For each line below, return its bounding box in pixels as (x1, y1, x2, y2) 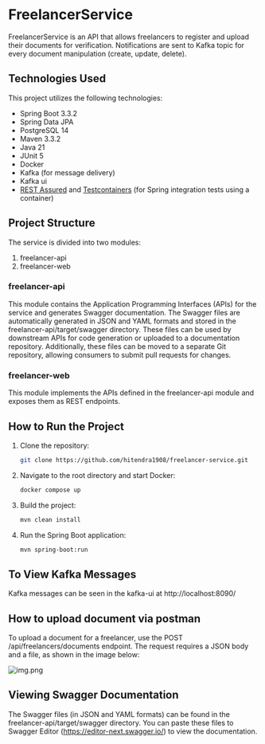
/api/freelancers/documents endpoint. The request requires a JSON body (8, 641, 249, 651)
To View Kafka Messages (8, 567, 137, 581)
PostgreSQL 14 (19, 125, 69, 135)
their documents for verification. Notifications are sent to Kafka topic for (8, 40, 245, 49)
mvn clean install (19, 515, 81, 523)
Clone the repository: (19, 441, 90, 450)
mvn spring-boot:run (19, 546, 88, 554)
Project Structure (8, 217, 95, 230)
